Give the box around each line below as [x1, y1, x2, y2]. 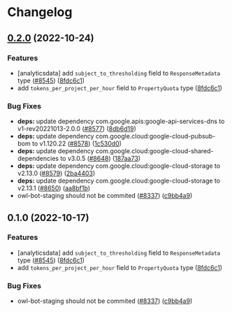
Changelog [7, 4, 73, 20]
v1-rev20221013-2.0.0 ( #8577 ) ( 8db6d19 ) [17, 125, 136, 133]
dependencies [17, 155, 59, 163]
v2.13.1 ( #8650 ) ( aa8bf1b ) [17, 184, 91, 192]
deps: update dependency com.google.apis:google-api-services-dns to [17, 117, 225, 126]
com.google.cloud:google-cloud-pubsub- [95, 132, 216, 141]
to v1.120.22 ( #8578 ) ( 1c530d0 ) [31, 139, 122, 148]
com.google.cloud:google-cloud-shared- [95, 147, 215, 155]
